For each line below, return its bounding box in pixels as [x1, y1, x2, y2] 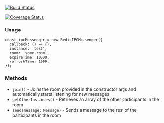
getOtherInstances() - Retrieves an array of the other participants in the [12, 96, 159, 102]
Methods [5, 75, 27, 82]
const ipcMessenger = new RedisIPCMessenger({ [5, 37, 103, 43]
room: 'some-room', [9, 51, 50, 56]
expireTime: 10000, [9, 55, 50, 60]
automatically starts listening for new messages [12, 91, 110, 97]
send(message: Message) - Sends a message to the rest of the [12, 107, 137, 113]
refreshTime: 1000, [9, 59, 50, 64]
